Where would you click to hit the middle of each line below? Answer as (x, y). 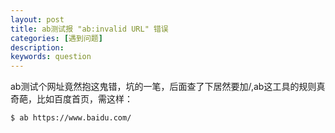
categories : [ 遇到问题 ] (56, 38)
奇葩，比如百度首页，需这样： (71, 99)
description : (37, 47)
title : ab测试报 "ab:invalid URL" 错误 (89, 29)
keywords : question (51, 57)
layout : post (37, 19)
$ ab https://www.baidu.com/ (71, 118)
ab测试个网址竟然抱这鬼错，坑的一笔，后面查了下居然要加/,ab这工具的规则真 (168, 87)
